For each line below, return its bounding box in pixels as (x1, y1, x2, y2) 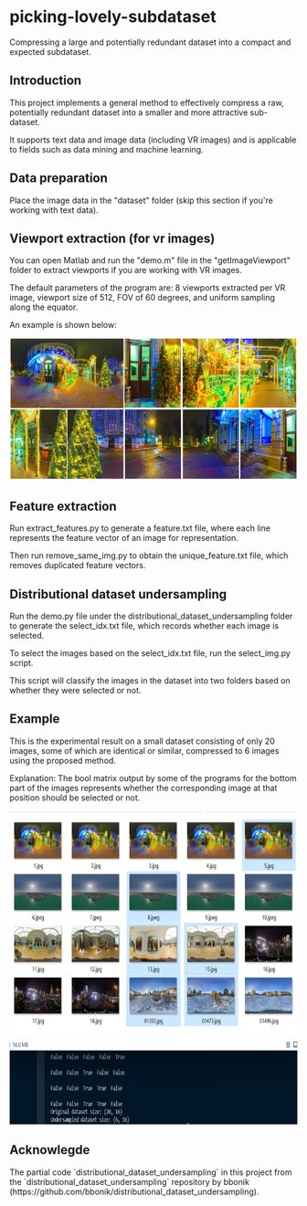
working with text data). (9, 204, 99, 216)
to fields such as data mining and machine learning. (9, 143, 204, 154)
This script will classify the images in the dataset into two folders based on (9, 675, 291, 686)
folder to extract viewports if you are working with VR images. (9, 265, 242, 276)
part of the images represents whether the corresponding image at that (9, 782, 278, 793)
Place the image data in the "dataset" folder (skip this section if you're (9, 195, 274, 206)
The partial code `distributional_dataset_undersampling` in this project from (9, 1167, 292, 1178)
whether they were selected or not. (9, 685, 142, 695)
